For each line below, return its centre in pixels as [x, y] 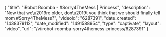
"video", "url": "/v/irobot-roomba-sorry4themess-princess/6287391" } [77, 29]
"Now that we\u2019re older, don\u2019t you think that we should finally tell [82, 13]
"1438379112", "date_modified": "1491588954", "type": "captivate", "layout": [83, 23]
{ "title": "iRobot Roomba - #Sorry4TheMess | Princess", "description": [77, 8]
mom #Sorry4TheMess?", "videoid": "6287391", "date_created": [71, 18]
